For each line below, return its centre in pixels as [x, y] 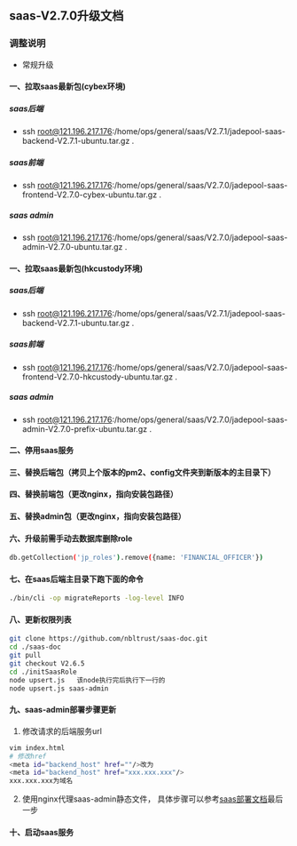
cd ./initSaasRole [43, 672]
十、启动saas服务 [41, 832]
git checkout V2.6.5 [47, 664]
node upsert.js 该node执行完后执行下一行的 [87, 680]
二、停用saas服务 [41, 451]
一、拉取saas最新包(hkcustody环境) [76, 268]
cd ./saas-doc [35, 647]
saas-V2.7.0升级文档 [66, 16]
